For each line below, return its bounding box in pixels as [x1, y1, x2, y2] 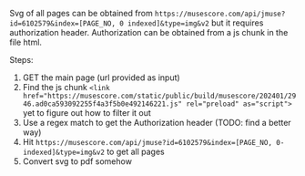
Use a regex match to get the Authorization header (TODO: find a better [22, 118, 291, 128]
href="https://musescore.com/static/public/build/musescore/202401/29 [22, 91, 297, 100]
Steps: [9, 55, 34, 65]
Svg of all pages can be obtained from [9, 8, 153, 18]
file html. [9, 36, 43, 47]
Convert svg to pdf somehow [22, 156, 132, 167]
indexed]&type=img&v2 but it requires [127, 17, 264, 28]
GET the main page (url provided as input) [22, 72, 180, 83]
